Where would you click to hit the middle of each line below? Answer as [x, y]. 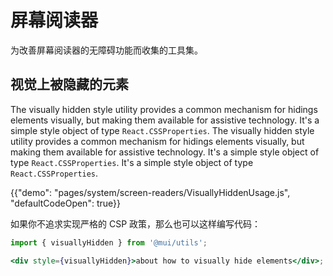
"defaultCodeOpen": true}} [65, 203]
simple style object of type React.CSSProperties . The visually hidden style [162, 130]
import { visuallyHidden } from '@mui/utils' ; [109, 242]
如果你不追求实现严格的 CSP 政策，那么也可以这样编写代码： [136, 223]
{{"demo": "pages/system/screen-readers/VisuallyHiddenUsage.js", [150, 192]
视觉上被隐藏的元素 [69, 84]
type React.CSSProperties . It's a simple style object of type [132, 162]
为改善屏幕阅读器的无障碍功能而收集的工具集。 [106, 50]
